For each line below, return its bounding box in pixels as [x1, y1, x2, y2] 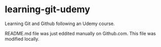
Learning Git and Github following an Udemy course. [5, 20, 115, 27]
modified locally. [5, 36, 39, 42]
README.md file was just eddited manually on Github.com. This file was [5, 30, 156, 36]
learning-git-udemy [5, 4, 90, 15]
